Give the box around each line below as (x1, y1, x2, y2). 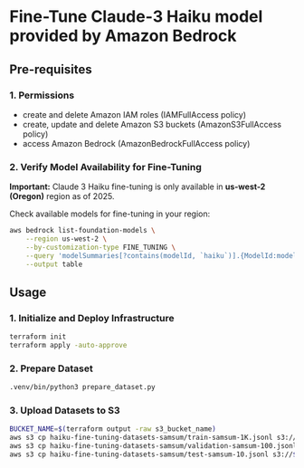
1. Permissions (9, 89, 75, 101)
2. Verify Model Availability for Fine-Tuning (9, 160, 202, 173)
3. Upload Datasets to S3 (9, 405, 120, 417)
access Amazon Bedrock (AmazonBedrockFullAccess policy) (22, 138, 251, 148)
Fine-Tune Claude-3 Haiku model (9, 6, 263, 27)
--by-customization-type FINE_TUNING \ (25, 243, 176, 252)
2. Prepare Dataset (9, 362, 93, 375)
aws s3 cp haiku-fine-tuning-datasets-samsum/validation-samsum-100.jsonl (9, 442, 298, 451)
